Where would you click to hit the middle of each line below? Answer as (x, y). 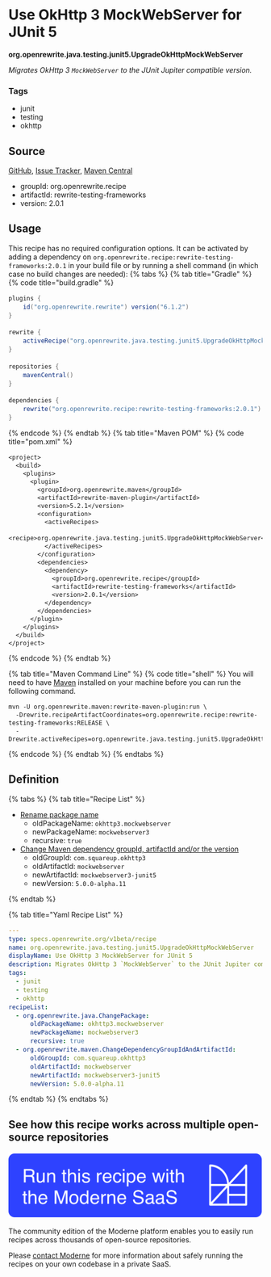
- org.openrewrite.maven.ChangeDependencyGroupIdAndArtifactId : (126, 1050)
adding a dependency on (50, 257)
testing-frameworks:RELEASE (56, 723)
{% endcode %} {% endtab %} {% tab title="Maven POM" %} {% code (126, 433)
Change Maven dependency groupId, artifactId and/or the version (129, 849)
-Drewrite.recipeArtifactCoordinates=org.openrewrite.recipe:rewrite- (137, 715)
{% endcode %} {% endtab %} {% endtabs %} (86, 754)
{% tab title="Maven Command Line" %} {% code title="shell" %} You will (131, 674)
